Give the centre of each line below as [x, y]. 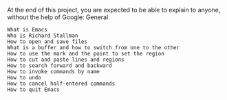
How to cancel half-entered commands [61, 84]
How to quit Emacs [33, 90]
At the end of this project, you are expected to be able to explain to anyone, [114, 10]
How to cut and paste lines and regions [66, 60]
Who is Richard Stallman [43, 36]
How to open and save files [47, 42]
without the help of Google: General [58, 17]
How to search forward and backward [60, 66]
